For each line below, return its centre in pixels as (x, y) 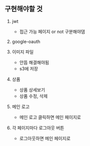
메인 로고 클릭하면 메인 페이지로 (50, 117)
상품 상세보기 (32, 90)
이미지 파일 (23, 52)
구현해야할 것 (24, 9)
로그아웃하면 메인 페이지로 (45, 138)
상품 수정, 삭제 (33, 96)
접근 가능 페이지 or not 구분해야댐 (52, 31)
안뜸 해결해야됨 (34, 62)
